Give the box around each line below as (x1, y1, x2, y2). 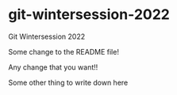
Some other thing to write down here (8, 78, 129, 87)
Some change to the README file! (8, 47, 119, 56)
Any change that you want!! (8, 62, 98, 72)
